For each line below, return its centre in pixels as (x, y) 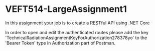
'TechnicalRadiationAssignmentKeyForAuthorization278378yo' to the (76, 38)
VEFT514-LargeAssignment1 (66, 9)
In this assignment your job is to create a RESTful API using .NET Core (77, 23)
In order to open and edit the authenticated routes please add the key (77, 32)
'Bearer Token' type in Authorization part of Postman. (60, 43)
